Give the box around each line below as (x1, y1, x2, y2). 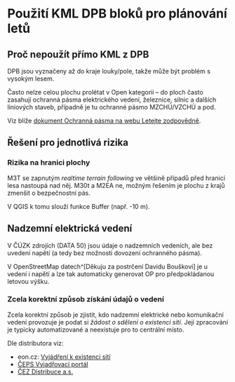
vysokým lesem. (7, 74, 55, 83)
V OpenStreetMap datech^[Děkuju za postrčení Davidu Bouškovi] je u (7, 262, 208, 271)
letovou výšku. (7, 277, 50, 285)
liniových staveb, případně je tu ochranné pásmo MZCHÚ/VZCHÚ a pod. (7, 103, 216, 111)
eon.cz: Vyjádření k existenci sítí (17, 353, 111, 361)
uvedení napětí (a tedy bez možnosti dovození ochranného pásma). (7, 248, 202, 257)
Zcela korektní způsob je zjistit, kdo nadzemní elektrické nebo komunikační (7, 311, 224, 319)
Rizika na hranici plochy (7, 158, 90, 168)
